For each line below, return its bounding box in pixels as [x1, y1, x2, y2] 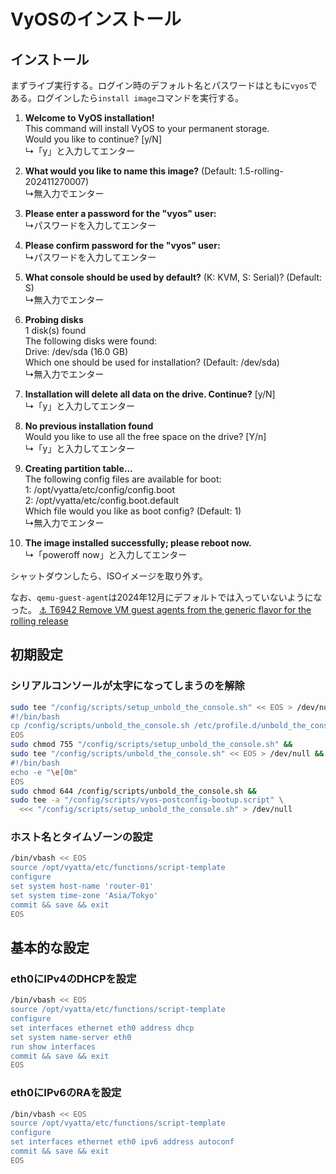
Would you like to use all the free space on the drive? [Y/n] [24, 431, 267, 442]
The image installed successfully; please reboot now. [24, 537, 252, 549]
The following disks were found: [24, 335, 158, 347]
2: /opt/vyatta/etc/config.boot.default [24, 495, 180, 506]
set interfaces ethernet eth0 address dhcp [10, 1023, 195, 1033]
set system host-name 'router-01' [10, 881, 155, 892]
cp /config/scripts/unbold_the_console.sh [10, 721, 190, 731]
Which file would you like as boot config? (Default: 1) [24, 505, 242, 517]
